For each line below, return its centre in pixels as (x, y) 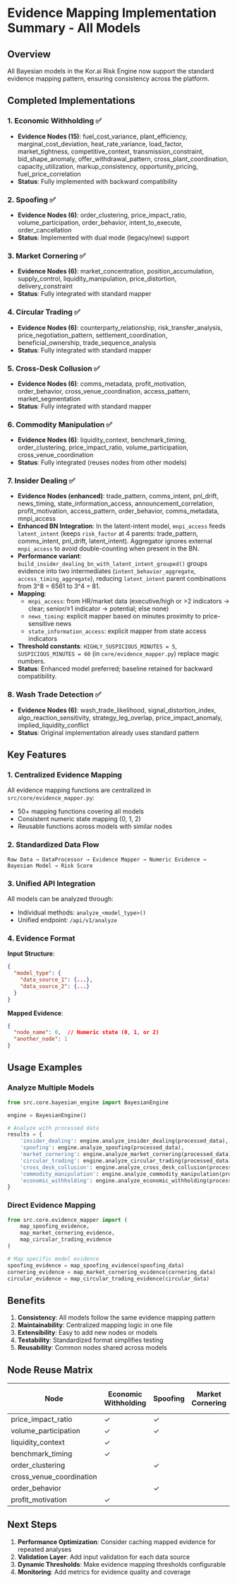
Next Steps (32, 1525)
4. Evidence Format (41, 938)
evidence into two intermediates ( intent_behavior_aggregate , (107, 571)
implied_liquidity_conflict (53, 725)
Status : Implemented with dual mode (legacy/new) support (103, 237)
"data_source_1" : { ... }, (56, 980)
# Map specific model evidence (53, 1259)
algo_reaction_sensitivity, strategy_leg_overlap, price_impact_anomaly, (120, 717)
